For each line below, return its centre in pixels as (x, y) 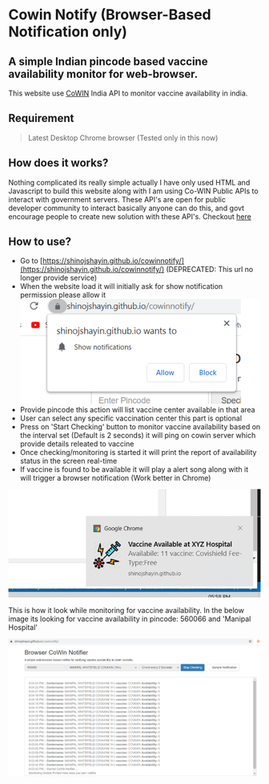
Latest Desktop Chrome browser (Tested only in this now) (123, 137)
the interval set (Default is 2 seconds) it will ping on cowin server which (138, 436)
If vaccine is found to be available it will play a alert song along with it (134, 469)
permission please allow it (63, 295)
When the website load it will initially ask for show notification (121, 286)
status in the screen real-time (68, 461)
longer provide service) (58, 278)
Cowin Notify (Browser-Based (110, 15)
